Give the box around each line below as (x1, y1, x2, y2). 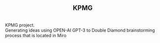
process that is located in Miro (5, 32, 66, 38)
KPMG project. (5, 22, 35, 28)
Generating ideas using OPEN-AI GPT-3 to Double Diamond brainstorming (5, 27, 155, 33)
